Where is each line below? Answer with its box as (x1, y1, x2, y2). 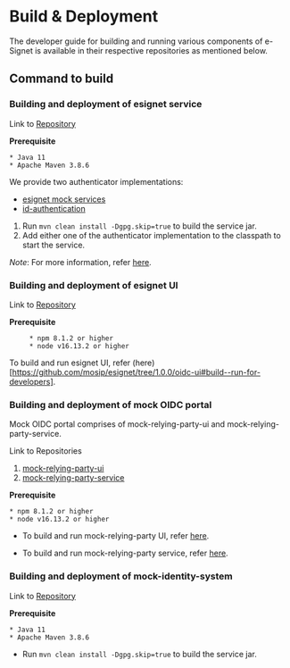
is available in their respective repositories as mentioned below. (34, 45, 268, 55)
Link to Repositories (9, 446, 82, 456)
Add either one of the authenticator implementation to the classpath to (21, 230, 281, 240)
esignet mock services (21, 194, 106, 205)
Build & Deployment (9, 6, 159, 27)
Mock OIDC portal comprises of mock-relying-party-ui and (9, 419, 226, 430)
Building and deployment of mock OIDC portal (9, 398, 212, 411)
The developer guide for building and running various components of (9, 36, 263, 46)
